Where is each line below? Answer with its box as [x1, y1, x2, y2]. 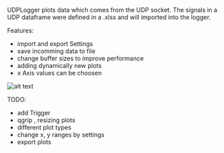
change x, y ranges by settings [16, 130, 105, 139]
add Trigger [16, 109, 51, 117]
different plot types [16, 123, 72, 131]
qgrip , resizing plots [16, 116, 76, 124]
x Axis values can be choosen [16, 69, 102, 77]
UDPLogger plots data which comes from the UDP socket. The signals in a [7, 6, 218, 14]
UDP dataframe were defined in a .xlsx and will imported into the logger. [7, 13, 211, 21]
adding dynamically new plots [16, 62, 102, 69]
